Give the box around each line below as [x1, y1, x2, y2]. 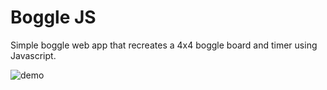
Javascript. [10, 49, 57, 61]
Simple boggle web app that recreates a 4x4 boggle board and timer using [10, 39, 318, 51]
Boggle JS [10, 6, 97, 29]
